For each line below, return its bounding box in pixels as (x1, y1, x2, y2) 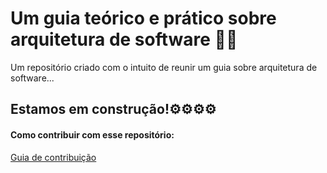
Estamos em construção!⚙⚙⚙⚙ (10, 101, 217, 118)
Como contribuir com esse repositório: (10, 128, 175, 141)
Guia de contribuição (10, 151, 97, 163)
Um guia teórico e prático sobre (10, 7, 277, 30)
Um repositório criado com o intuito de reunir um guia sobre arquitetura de (10, 61, 318, 73)
